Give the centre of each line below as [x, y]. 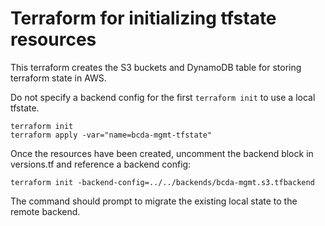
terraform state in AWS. [58, 78]
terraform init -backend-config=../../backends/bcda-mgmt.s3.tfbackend [162, 182]
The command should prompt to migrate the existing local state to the [154, 201]
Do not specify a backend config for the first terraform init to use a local [163, 97]
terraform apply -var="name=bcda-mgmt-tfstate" [111, 135]
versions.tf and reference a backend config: [101, 164]
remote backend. [45, 211]
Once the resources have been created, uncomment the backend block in [162, 153]
